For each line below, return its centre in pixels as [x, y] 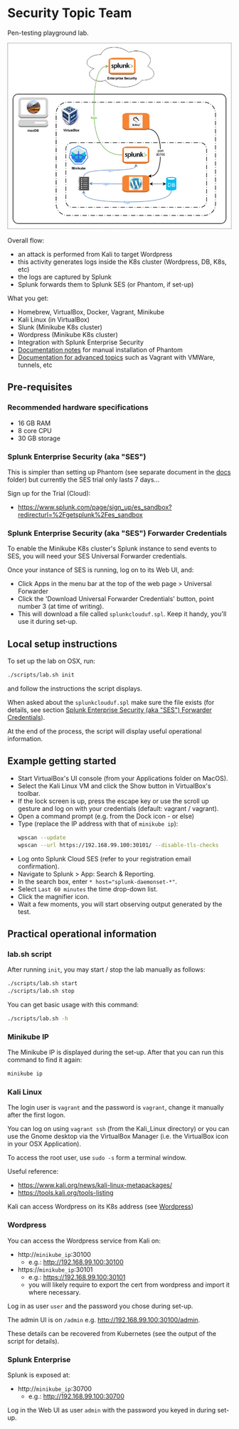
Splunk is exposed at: [39, 1375]
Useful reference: [33, 1172]
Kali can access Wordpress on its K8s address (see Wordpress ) [101, 1206]
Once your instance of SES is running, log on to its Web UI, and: [101, 570]
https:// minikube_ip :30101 [55, 1269]
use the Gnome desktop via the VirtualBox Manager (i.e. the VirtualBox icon [118, 1137]
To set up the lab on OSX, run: [52, 661]
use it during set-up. [48, 622]
